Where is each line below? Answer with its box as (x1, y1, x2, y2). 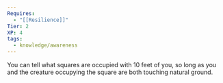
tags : (7, 36, 23, 43)
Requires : (7, 10, 36, 17)
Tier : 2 (7, 23, 29, 29)
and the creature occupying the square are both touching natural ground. (7, 68, 213, 76)
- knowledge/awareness (13, 42, 78, 49)
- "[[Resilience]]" (13, 16, 69, 23)
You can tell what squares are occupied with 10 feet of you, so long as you (7, 61, 217, 69)
